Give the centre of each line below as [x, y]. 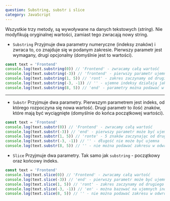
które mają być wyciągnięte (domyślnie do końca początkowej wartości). [88, 113]
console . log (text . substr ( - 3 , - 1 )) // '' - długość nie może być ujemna [82, 141]
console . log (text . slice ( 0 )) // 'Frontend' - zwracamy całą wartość [78, 175]
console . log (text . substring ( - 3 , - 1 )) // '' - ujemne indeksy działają [81, 83]
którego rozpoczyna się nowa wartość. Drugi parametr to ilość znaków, [87, 107]
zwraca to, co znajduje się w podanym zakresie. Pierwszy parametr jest [87, 50]
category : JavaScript [28, 15]
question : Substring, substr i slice [45, 10]
